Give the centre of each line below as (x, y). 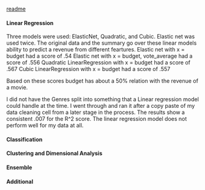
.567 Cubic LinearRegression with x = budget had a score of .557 (88, 69)
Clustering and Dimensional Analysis (54, 153)
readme (16, 9)
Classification (24, 139)
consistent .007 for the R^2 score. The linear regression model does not (97, 119)
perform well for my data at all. (45, 126)
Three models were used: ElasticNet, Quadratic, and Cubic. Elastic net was (101, 37)
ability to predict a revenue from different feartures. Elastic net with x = (95, 50)
